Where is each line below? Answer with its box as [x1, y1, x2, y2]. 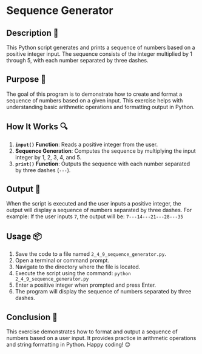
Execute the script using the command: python [15, 270, 132, 277]
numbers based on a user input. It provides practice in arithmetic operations [6, 335, 197, 342]
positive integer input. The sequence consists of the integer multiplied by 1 [6, 50, 193, 58]
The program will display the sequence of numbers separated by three [15, 288, 192, 295]
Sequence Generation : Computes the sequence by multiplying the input [15, 147, 196, 155]
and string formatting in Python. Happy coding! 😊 [6, 341, 131, 349]
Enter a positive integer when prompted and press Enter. [15, 281, 157, 289]
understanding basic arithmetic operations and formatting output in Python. [6, 103, 195, 110]
